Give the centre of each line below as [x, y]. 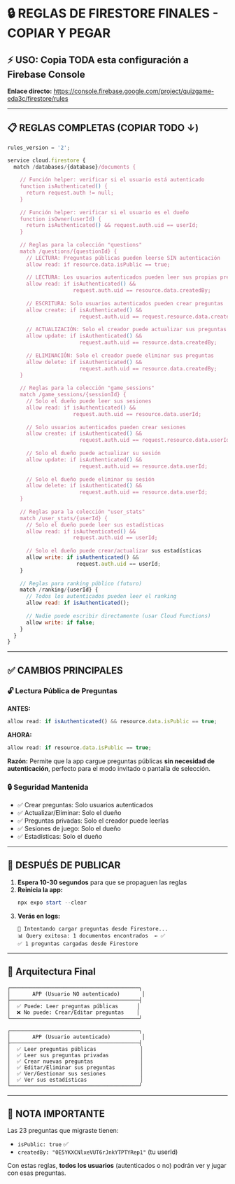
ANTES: [19, 709]
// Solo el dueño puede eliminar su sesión [90, 479]
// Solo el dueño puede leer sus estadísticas [95, 525]
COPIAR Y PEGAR [59, 33]
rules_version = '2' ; [39, 148]
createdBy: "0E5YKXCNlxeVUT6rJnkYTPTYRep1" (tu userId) [98, 1152]
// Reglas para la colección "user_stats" [83, 512]
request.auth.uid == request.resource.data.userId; [156, 440]
